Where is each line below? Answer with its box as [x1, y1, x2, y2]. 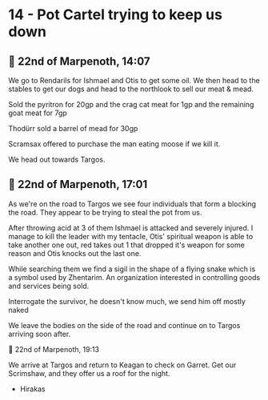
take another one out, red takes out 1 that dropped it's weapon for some [8, 240, 246, 250]
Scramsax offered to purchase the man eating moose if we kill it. [8, 139, 221, 149]
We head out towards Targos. [8, 154, 106, 164]
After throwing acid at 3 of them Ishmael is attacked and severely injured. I [8, 222, 254, 233]
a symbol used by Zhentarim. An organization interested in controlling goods [8, 272, 261, 282]
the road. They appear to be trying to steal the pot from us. [8, 207, 202, 217]
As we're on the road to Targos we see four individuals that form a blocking [8, 198, 257, 209]
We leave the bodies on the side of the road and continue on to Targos [8, 320, 241, 330]
